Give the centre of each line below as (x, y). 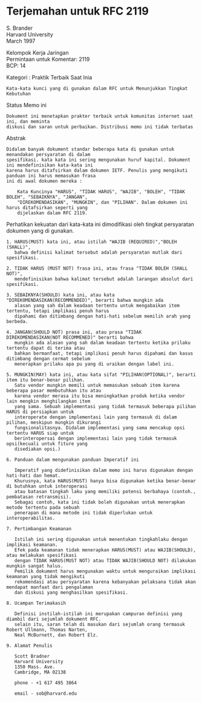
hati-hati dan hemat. (34, 475)
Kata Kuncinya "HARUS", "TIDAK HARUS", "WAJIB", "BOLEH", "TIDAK (101, 192)
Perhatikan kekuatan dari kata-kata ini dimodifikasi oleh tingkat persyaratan (100, 224)
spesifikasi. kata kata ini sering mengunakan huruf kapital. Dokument (98, 160)
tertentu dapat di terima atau (46, 348)
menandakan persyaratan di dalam (48, 154)
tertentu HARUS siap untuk (40, 433)
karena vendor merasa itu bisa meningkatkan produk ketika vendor (100, 396)
